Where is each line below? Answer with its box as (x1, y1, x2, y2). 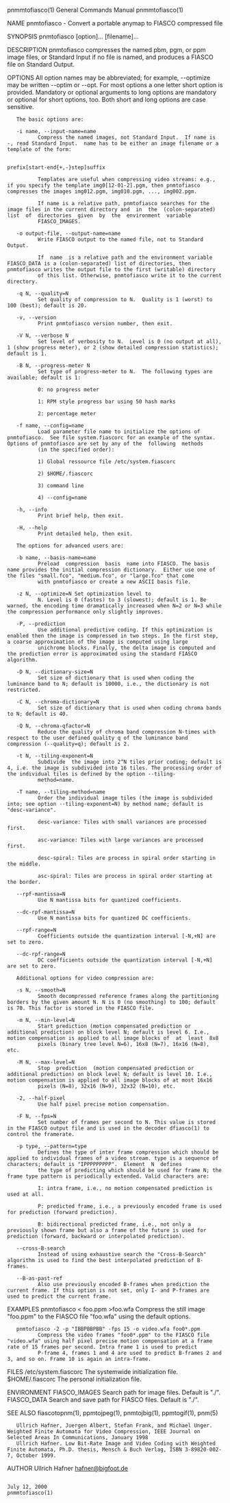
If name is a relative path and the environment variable (37, 254, 213, 261)
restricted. (7, 686, 41, 693)
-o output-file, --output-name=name (16, 230, 121, 237)
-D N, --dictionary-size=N (16, 668, 94, 675)
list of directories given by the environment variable (7, 212, 192, 219)
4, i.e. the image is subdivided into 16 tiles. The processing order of (7, 765, 222, 771)
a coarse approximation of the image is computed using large (7, 638, 188, 645)
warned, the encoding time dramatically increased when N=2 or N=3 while (7, 603, 222, 609)
